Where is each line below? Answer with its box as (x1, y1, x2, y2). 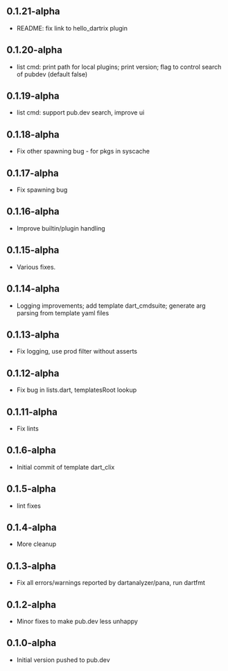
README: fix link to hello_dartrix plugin (16, 24, 128, 32)
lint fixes (16, 502, 41, 510)
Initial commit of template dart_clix (16, 463, 115, 471)
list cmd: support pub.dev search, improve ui (16, 108, 145, 117)
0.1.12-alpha (6, 367, 60, 379)
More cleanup (16, 540, 57, 548)
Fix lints (16, 424, 39, 433)
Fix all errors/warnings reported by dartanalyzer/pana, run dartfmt (16, 579, 205, 587)
